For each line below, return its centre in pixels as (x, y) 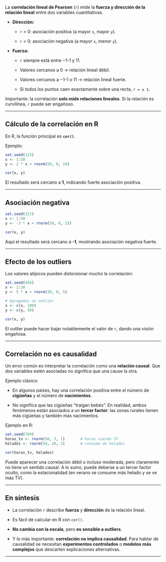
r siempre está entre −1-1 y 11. (50, 60)
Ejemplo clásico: (22, 381)
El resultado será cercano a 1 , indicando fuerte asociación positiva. (73, 182)
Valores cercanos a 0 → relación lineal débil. (65, 70)
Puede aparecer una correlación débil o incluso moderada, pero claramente (82, 462)
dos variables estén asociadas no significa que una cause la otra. (72, 371)
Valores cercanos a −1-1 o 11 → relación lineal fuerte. (73, 79)
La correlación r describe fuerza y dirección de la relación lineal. (79, 510)
